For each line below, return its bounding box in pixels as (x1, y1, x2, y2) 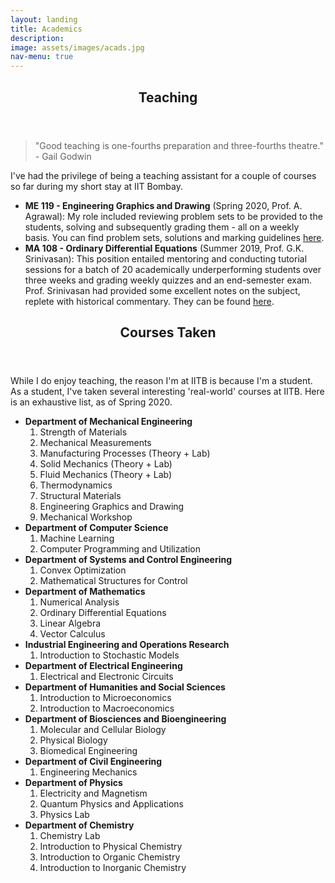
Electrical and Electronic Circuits (39, 670, 174, 682)
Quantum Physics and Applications (39, 797, 185, 810)
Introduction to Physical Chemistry (39, 840, 183, 852)
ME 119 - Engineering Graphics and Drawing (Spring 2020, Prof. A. (24, 199, 303, 211)
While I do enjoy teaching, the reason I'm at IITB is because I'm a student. (10, 374, 313, 386)
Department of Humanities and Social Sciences (24, 681, 226, 693)
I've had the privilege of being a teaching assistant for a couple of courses (10, 169, 317, 181)
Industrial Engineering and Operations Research (24, 638, 230, 650)
